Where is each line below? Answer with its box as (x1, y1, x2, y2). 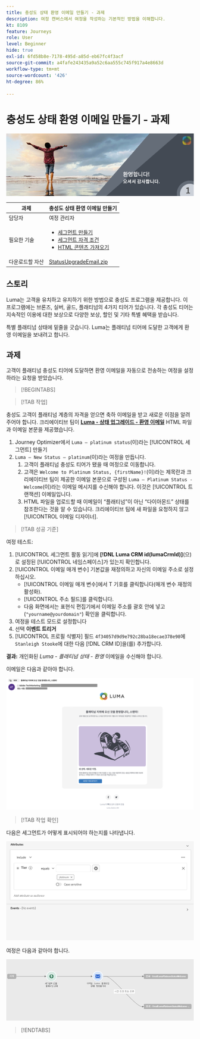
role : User (6, 35, 33, 41)
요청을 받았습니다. (21, 374, 64, 381)
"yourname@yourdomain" (26, 612, 82, 618)
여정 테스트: (6, 539, 34, 546)
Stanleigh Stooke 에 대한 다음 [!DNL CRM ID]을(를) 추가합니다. (14, 640, 162, 647)
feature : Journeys (6, 29, 52, 35)
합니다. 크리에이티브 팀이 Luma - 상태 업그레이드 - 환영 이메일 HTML (21, 418, 182, 425)
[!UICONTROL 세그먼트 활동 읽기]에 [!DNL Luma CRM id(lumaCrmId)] (14, 551, 183, 558)
